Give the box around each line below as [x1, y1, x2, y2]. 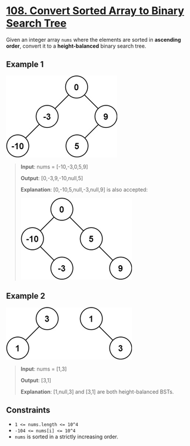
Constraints [6, 405, 51, 415]
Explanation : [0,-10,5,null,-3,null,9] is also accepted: [20, 186, 148, 193]
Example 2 [6, 291, 45, 301]
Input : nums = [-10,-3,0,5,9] [20, 163, 88, 170]
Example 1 [6, 60, 44, 70]
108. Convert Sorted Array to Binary [6, 4, 184, 18]
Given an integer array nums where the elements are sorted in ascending [6, 36, 181, 43]
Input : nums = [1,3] [20, 365, 67, 372]
